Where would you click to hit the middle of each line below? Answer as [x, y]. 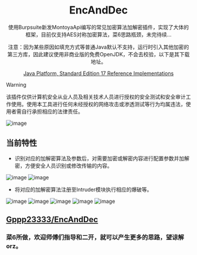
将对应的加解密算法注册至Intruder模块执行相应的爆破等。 [83, 189]
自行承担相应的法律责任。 [52, 111]
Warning [16, 84]
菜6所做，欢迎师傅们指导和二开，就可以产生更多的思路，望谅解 [95, 237]
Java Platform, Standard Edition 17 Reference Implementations [98, 73]
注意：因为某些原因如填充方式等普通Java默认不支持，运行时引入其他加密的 [98, 47]
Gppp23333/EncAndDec [52, 220]
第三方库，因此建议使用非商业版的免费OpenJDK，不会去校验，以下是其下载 [98, 54]
